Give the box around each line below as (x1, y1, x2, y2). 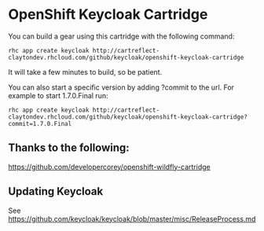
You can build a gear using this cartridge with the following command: (8, 31, 235, 41)
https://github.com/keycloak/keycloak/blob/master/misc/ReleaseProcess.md (8, 214, 256, 223)
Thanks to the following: (8, 141, 130, 155)
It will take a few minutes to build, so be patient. (8, 67, 163, 76)
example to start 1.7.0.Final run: (8, 90, 108, 100)
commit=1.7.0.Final (8, 119, 72, 127)
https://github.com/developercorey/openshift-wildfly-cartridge (8, 162, 211, 171)
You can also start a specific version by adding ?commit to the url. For (8, 82, 234, 92)
